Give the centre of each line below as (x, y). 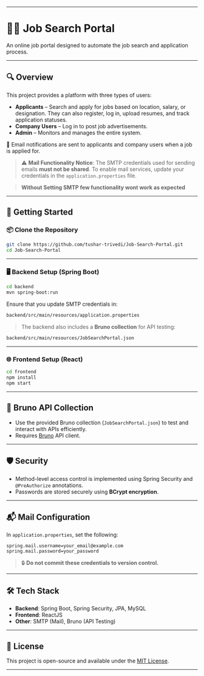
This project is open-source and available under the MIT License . (88, 661)
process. (17, 52)
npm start (19, 384)
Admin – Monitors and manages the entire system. (78, 133)
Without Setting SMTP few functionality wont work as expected (103, 187)
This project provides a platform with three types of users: (79, 95)
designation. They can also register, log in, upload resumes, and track (102, 113)
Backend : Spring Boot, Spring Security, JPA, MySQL (80, 609)
